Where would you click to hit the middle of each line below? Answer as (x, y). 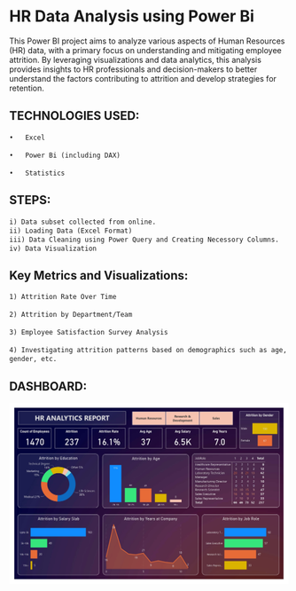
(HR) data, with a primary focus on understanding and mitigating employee (145, 50)
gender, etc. (33, 359)
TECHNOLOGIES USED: (74, 116)
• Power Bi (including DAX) (65, 155)
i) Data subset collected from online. (83, 222)
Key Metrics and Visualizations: (99, 276)
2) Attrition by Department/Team (71, 315)
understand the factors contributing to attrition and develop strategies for (143, 78)
